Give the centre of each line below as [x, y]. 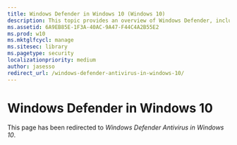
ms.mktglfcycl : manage [41, 40]
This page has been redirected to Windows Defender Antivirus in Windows [116, 127]
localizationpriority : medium [52, 60]
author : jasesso [31, 66]
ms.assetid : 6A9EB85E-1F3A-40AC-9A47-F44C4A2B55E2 [83, 27]
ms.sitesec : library [38, 47]
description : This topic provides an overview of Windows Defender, [110, 21]
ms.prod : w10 [26, 34]
